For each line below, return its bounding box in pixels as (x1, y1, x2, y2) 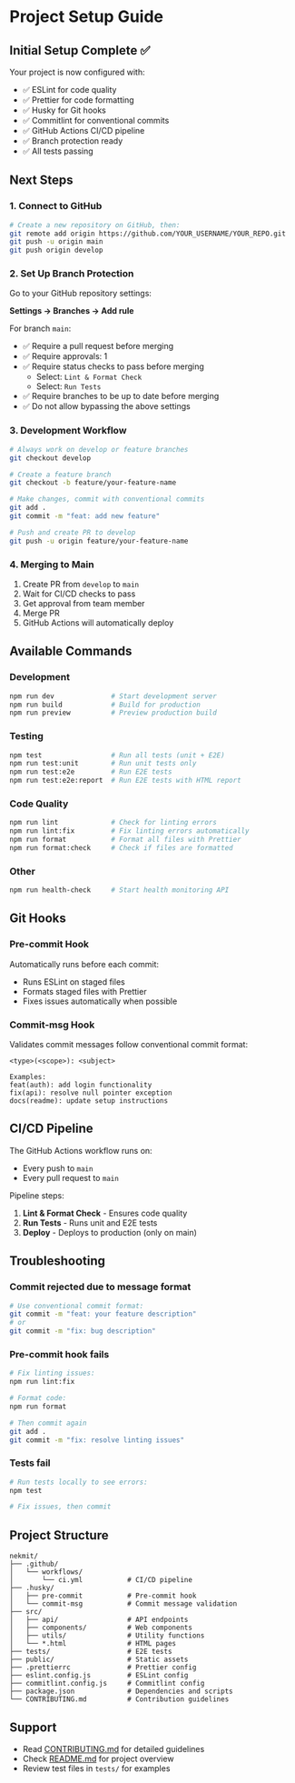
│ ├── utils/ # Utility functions (9, 1631, 205, 1640)
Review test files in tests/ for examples (22, 1762, 171, 1774)
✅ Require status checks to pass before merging (22, 361, 204, 372)
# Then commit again (9, 1418, 88, 1427)
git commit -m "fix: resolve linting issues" (9, 1435, 184, 1445)
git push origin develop (9, 245, 103, 255)
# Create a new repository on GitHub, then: (9, 220, 181, 229)
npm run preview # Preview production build (9, 708, 218, 717)
